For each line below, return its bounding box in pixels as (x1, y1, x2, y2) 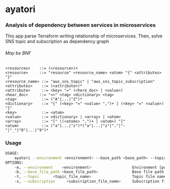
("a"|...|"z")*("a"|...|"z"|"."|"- (50, 123, 125, 128)
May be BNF (5, 50, 31, 56)
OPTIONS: (5, 160, 24, 165)
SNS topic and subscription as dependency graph (5, 38, 109, 44)
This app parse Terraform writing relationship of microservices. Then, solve (5, 33, 163, 39)
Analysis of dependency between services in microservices (5, 22, 156, 29)
